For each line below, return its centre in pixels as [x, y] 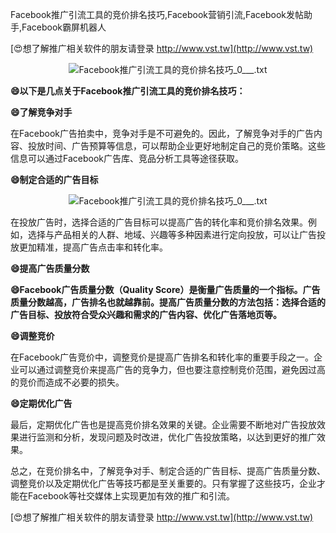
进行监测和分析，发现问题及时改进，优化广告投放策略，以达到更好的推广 [167, 437]
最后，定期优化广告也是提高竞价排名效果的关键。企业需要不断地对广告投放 [163, 424]
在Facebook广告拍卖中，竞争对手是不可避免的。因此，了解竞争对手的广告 [162, 133]
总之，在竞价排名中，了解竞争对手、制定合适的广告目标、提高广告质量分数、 [168, 471]
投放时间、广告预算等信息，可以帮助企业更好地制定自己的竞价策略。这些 [176, 146]
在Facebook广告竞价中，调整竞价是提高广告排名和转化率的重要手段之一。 [162, 357]
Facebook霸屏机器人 [64, 27]
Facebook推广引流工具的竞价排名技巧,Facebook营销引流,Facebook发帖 [157, 14]
